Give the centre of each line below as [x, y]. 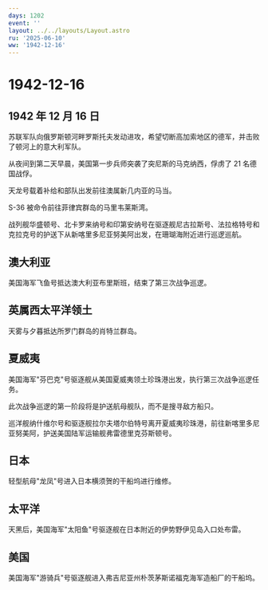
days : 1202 [26, 16]
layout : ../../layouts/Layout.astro [69, 30]
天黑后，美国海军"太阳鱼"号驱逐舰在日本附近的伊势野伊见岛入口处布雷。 [127, 529]
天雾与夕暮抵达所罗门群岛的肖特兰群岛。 [75, 331]
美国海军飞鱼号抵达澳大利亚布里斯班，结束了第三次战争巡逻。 [110, 282]
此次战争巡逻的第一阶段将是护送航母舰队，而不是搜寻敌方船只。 [113, 406]
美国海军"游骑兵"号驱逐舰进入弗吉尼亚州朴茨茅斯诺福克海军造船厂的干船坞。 [134, 578]
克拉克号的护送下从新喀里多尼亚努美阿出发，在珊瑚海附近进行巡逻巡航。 [127, 234]
